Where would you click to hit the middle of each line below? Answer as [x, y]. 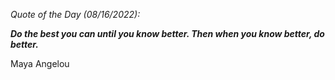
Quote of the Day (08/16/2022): [75, 14]
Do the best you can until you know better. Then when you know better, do [167, 33]
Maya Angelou [40, 63]
